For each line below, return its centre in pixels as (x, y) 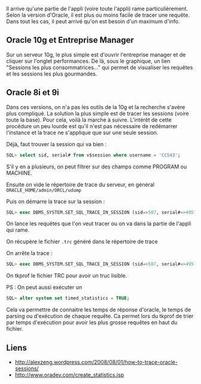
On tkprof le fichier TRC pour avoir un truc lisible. (67, 276)
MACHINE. (19, 173)
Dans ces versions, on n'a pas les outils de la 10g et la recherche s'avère (96, 107)
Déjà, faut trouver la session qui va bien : (57, 144)
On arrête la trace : (29, 253)
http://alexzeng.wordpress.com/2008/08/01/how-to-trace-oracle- (96, 362)
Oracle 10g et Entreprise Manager (70, 40)
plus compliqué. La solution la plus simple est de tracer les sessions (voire (98, 113)
